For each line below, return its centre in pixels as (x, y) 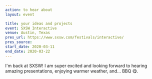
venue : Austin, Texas (28, 33)
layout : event (20, 14)
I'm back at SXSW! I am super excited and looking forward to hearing (76, 65)
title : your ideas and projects (39, 23)
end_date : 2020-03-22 (28, 51)
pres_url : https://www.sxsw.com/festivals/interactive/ (64, 37)
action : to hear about (29, 10)
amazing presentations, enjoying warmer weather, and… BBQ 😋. (72, 71)
